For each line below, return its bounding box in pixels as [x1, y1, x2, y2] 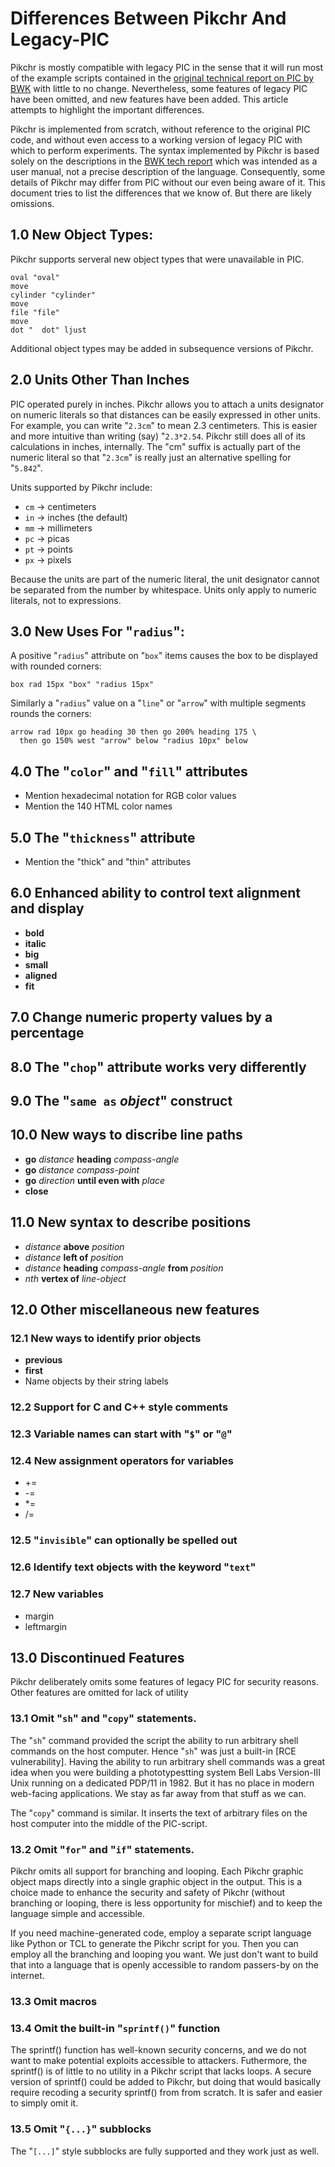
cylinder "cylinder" [10, 290, 97, 300]
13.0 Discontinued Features [10, 1649, 185, 1666]
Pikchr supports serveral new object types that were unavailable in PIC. [10, 253, 305, 265]
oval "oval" [10, 272, 60, 282]
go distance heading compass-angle [24, 1153, 180, 1165]
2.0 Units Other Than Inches [10, 372, 190, 389]
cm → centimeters [24, 500, 97, 512]
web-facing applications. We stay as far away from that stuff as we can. [10, 1787, 307, 1799]
